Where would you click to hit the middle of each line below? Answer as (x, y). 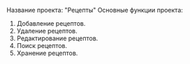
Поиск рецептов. (42, 46)
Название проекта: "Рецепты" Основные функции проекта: (95, 10)
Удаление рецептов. (47, 31)
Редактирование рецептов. (57, 38)
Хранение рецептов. (47, 53)
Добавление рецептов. (51, 23)
